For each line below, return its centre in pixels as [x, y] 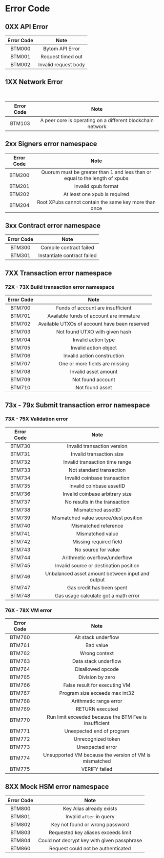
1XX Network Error [34, 82]
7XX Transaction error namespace [59, 273]
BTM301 [20, 255]
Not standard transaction [97, 470]
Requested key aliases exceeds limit [90, 833]
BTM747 [20, 587]
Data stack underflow [97, 661]
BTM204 [20, 205]
